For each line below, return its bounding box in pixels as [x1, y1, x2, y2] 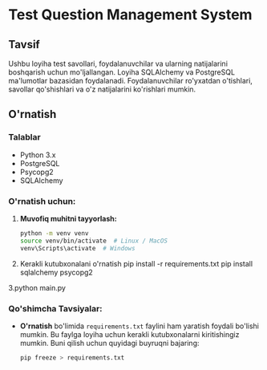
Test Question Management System [8, 6, 253, 24]
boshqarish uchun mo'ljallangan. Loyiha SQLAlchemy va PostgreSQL [8, 67, 235, 77]
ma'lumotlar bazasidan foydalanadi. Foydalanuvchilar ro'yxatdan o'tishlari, [8, 76, 253, 85]
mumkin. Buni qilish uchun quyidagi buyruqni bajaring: [19, 338, 200, 348]
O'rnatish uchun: [8, 195, 76, 206]
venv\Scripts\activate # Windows [19, 244, 136, 252]
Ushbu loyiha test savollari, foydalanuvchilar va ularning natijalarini [8, 59, 229, 68]
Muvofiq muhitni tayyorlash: [19, 213, 118, 223]
